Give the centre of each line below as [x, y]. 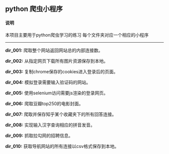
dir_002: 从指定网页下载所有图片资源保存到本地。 [57, 61]
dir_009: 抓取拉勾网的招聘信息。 [39, 135]
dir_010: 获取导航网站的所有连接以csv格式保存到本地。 [62, 146]
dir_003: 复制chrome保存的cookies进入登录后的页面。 [62, 71]
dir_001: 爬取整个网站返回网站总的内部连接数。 [54, 50]
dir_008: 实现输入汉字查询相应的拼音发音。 [50, 125]
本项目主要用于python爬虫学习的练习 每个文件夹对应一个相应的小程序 [77, 35]
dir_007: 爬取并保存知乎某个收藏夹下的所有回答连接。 [61, 114]
